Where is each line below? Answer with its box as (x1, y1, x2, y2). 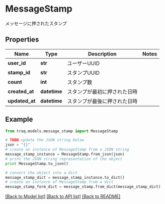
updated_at (8, 97, 36, 104)
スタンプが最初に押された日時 (67, 88, 138, 95)
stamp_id (8, 69, 31, 76)
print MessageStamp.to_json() (5, 161, 69, 166)
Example (5, 115, 33, 124)
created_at (8, 88, 34, 95)
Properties (5, 35, 39, 44)
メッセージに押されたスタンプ (5, 20, 67, 26)
